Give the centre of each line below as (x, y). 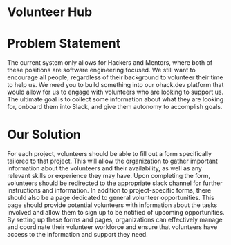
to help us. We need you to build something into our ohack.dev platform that (115, 85)
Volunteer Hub (50, 12)
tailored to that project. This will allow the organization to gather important (112, 161)
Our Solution (44, 135)
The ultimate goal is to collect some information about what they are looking (115, 99)
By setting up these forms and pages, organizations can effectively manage (115, 220)
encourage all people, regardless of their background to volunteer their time (115, 77)
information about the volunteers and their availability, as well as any (105, 168)
